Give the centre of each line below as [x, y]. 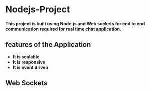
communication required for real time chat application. [63, 29]
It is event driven [30, 67]
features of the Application [48, 44]
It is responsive [29, 62]
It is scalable [26, 57]
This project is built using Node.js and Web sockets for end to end [75, 23]
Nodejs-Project [38, 9]
